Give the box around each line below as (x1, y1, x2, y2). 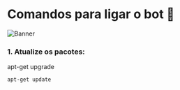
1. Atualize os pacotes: (7, 47, 85, 57)
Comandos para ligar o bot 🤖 (7, 6, 175, 22)
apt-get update (7, 76, 52, 83)
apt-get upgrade (7, 63, 54, 71)
